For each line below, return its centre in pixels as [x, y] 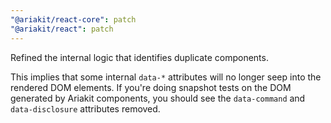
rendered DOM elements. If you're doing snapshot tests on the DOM [151, 87]
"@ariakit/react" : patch [62, 29]
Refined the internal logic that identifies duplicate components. [139, 57]
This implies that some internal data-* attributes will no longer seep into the [166, 77]
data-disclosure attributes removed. [85, 108]
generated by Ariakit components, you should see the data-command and [158, 98]
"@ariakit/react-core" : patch [73, 19]
